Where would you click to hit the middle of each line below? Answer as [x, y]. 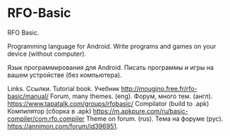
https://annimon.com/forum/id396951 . [63, 126]
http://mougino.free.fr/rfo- [159, 88]
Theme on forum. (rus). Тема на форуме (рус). [155, 119]
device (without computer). [47, 54]
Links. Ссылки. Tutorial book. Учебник [63, 88]
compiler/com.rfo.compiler [46, 119]
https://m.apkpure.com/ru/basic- [140, 111]
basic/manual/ [28, 96]
